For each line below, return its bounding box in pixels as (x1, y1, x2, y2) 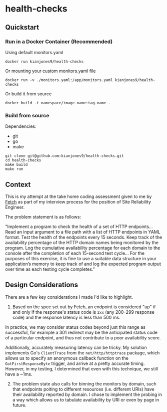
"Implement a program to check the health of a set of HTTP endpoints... (5, 224, 153, 230)
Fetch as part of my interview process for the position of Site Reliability (5, 198, 151, 204)
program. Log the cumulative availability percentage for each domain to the (5, 245, 160, 251)
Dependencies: (5, 123, 36, 129)
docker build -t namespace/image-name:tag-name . (5, 100, 111, 105)
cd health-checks (5, 158, 41, 163)
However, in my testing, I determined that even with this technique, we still (5, 365, 158, 371)
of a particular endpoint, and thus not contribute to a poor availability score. (5, 334, 161, 341)
